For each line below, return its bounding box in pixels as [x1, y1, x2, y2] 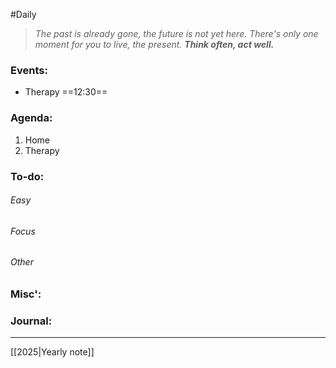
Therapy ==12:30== [24, 86, 108, 98]
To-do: [10, 169, 45, 183]
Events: [10, 63, 48, 77]
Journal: [10, 314, 53, 328]
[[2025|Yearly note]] [10, 346, 95, 358]
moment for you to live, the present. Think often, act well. [34, 39, 275, 50]
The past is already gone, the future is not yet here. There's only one [34, 28, 319, 39]
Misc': [10, 287, 42, 301]
